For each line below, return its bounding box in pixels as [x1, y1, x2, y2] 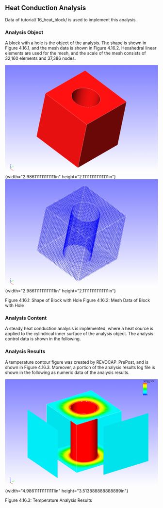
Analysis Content [5, 314, 47, 321]
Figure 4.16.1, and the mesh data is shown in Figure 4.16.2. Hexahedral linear [5, 45, 157, 51]
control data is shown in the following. [5, 336, 81, 342]
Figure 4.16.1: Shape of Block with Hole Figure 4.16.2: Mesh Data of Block [5, 297, 150, 303]
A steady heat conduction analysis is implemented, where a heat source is [5, 325, 154, 332]
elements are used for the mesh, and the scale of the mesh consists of [5, 51, 147, 56]
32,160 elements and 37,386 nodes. [5, 55, 76, 61]
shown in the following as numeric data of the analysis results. [5, 369, 130, 375]
